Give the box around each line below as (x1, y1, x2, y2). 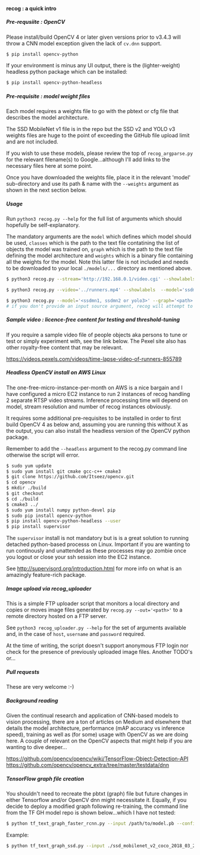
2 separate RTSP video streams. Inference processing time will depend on (6, 397, 188, 404)
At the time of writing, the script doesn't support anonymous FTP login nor (6, 642, 189, 649)
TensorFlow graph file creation (6, 775, 85, 782)
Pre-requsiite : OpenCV (6, 18, 65, 26)
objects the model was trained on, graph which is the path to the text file (6, 246, 183, 253)
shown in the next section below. (6, 186, 87, 194)
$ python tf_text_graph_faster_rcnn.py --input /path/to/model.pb (6, 820, 174, 827)
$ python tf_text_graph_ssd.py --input (6, 842, 105, 848)
